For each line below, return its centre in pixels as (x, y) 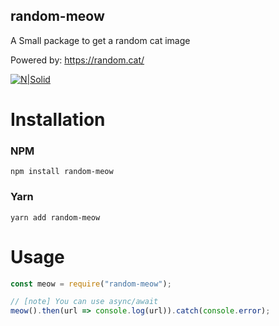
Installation (58, 120)
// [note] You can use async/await (84, 302)
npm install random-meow (62, 172)
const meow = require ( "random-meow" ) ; (91, 284)
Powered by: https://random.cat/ (77, 60)
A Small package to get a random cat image (100, 40)
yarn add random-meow (55, 217)
